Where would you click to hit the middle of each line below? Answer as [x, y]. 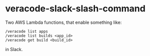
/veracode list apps [27, 31]
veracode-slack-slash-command [75, 9]
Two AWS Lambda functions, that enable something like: [63, 22]
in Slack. [14, 49]
